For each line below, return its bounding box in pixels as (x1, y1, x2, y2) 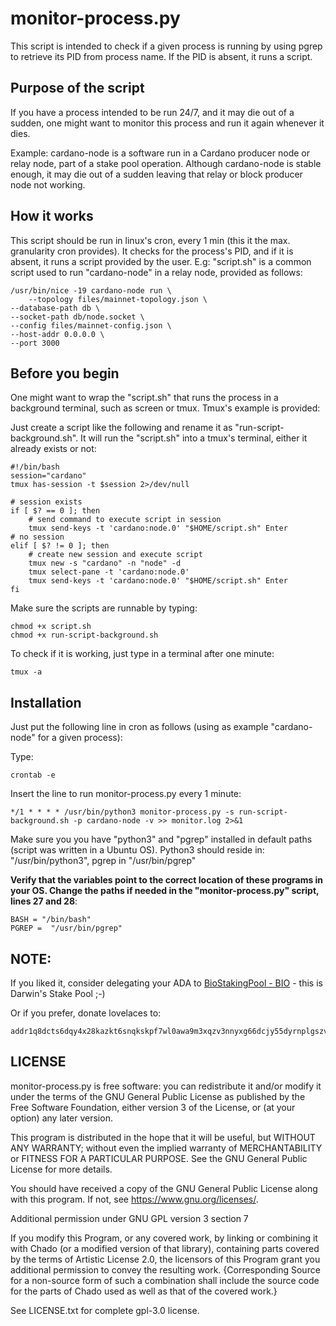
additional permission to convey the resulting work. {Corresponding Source (10, 1263, 321, 1276)
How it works (10, 208, 94, 225)
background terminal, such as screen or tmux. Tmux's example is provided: (10, 402, 321, 414)
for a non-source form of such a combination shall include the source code (10, 1274, 320, 1286)
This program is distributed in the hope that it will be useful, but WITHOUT (10, 1131, 316, 1143)
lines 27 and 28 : (10, 895, 78, 907)
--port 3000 (10, 338, 60, 348)
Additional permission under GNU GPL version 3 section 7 (10, 1212, 249, 1224)
